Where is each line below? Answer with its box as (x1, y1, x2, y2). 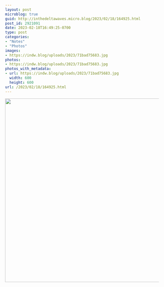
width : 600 (9, 75, 32, 80)
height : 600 (9, 80, 34, 85)
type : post (5, 30, 27, 35)
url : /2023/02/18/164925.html (5, 84, 67, 90)
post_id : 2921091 (5, 21, 41, 26)
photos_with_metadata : (5, 67, 51, 72)
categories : (5, 35, 29, 40)
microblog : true (5, 12, 38, 17)
